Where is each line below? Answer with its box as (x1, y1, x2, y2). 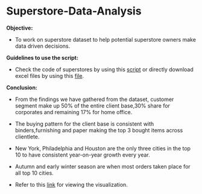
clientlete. (14, 133, 40, 140)
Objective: (6, 24, 33, 31)
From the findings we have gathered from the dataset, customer (14, 95, 174, 103)
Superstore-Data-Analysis (6, 4, 142, 18)
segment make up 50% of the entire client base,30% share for (14, 102, 171, 109)
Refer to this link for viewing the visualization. (14, 181, 128, 188)
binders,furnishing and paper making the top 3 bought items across (14, 126, 183, 134)
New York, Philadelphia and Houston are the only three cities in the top (14, 144, 191, 152)
